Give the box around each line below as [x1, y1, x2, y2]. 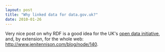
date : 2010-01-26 [5, 17, 42, 22]
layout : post [5, 7, 33, 13]
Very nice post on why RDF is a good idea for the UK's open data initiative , [5, 31, 160, 37]
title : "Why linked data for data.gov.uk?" [5, 12, 98, 17]
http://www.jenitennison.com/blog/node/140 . [5, 41, 98, 47]
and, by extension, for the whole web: [5, 36, 84, 42]
